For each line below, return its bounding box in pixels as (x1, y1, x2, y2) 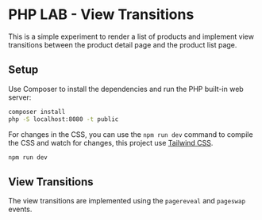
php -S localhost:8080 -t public (8, 115, 119, 123)
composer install (8, 108, 66, 116)
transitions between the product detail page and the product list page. (8, 40, 237, 49)
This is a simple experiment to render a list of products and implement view (8, 32, 254, 41)
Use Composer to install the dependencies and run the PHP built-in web (8, 84, 244, 93)
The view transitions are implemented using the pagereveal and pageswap (8, 196, 246, 206)
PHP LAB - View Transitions (8, 6, 195, 24)
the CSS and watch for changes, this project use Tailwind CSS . (8, 138, 214, 147)
